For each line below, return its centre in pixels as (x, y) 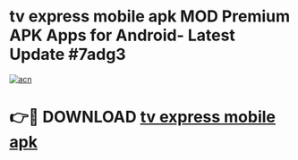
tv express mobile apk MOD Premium (150, 17)
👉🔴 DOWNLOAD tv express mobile (142, 117)
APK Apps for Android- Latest (122, 35)
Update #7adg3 (68, 55)
